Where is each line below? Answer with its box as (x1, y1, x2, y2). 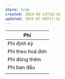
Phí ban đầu (7, 64, 35, 71)
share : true (5, 7, 30, 12)
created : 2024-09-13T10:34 (5, 12, 61, 17)
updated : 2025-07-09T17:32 (5, 16, 61, 21)
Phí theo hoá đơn (7, 48, 47, 55)
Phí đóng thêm (7, 56, 41, 63)
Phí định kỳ (7, 40, 33, 47)
